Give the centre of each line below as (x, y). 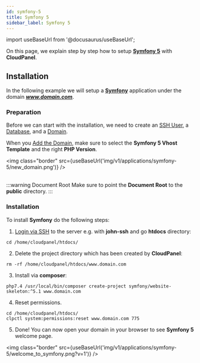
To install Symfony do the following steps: (58, 220)
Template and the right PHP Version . (51, 149)
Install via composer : (41, 275)
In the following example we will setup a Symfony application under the (94, 90)
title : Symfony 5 (28, 17)
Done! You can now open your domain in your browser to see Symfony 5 (104, 329)
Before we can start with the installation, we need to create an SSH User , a (97, 125)
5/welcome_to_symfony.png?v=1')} (49, 353)
